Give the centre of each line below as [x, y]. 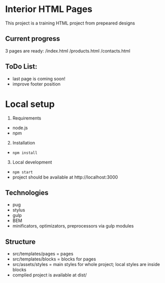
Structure [20, 242]
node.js [20, 127]
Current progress [33, 39]
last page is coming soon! [39, 78]
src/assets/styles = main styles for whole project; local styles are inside [86, 264]
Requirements [27, 118]
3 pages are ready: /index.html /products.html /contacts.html [68, 50]
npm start [23, 172]
